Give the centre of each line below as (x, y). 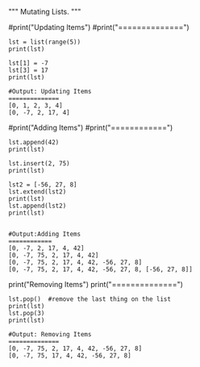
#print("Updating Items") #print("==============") (99, 27)
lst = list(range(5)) (45, 42)
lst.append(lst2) (37, 206)
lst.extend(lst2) (37, 192)
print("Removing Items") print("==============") (96, 284)
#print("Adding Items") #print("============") (91, 127)
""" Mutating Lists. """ (45, 12)
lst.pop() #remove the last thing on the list (90, 299)
